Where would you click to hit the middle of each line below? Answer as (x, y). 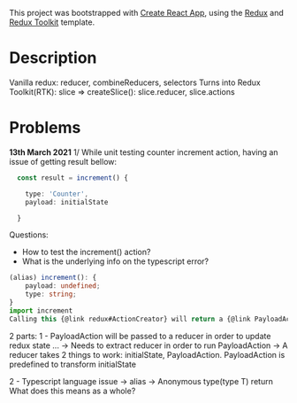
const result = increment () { (72, 178)
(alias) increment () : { (53, 278)
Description (53, 58)
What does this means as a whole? (72, 391)
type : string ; (51, 294)
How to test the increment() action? (86, 252)
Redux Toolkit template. (52, 22)
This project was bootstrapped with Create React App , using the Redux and (147, 13)
